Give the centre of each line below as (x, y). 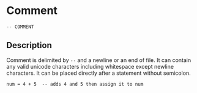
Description (29, 45)
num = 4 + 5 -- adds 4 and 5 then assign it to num (75, 84)
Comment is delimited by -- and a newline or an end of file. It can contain (99, 60)
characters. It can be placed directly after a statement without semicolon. (98, 73)
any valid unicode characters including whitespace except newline (90, 66)
